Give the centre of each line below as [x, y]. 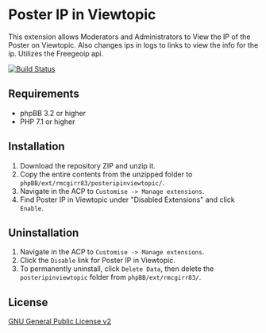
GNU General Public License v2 [60, 321]
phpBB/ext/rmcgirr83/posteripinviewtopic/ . [92, 182]
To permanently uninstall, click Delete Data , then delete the [117, 269]
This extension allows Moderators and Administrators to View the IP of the [129, 37]
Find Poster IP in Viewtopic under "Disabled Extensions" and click [127, 199]
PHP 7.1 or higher [47, 122]
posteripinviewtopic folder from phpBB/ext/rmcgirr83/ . [110, 277]
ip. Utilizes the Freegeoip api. [56, 53]
